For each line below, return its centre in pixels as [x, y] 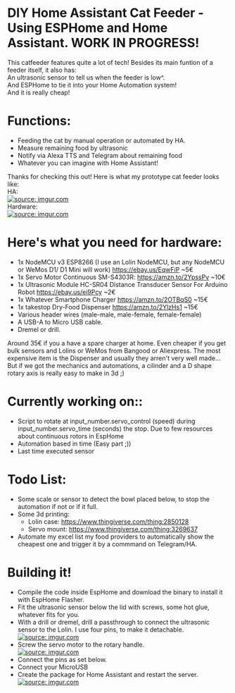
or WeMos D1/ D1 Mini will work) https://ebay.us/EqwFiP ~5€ [105, 269]
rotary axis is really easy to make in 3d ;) [66, 373]
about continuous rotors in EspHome [71, 436]
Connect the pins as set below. [62, 659]
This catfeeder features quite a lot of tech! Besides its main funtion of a [110, 62]
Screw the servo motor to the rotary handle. [81, 644]
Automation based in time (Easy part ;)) [74, 443]
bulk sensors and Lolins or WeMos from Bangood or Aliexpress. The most [114, 350]
